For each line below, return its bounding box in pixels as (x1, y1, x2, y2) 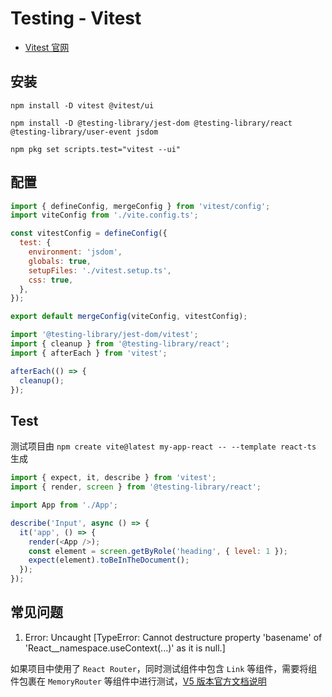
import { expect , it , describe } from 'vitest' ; (10, 473, 217, 483)
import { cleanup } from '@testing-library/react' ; (10, 339, 230, 349)
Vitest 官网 (24, 41, 70, 53)
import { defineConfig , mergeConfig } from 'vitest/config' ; (10, 201, 271, 211)
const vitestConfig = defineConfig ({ (10, 228, 168, 239)
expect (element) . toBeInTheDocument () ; (28, 555, 190, 566)
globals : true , (28, 256, 92, 266)
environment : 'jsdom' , (28, 247, 123, 257)
